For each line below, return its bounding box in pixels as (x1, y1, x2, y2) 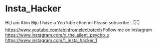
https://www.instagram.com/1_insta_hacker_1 (5, 37, 97, 43)
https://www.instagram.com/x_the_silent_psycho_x (5, 32, 110, 38)
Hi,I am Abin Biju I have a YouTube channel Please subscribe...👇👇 (5, 19, 140, 25)
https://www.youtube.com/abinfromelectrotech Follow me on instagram (5, 27, 152, 33)
